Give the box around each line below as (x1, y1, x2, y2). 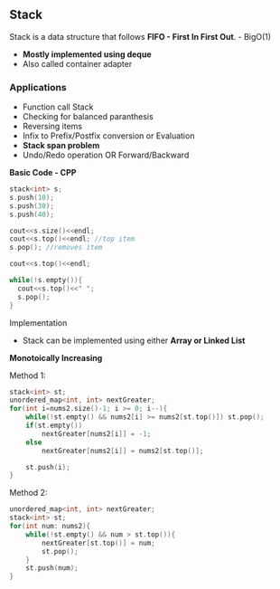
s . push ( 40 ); (9, 210, 54, 219)
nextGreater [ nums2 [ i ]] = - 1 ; (42, 429, 152, 438)
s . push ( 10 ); (9, 193, 54, 202)
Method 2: (9, 488, 48, 499)
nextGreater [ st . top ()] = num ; (42, 538, 155, 547)
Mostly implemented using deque (22, 49, 152, 60)
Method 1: (9, 370, 47, 381)
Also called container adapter (22, 58, 133, 69)
